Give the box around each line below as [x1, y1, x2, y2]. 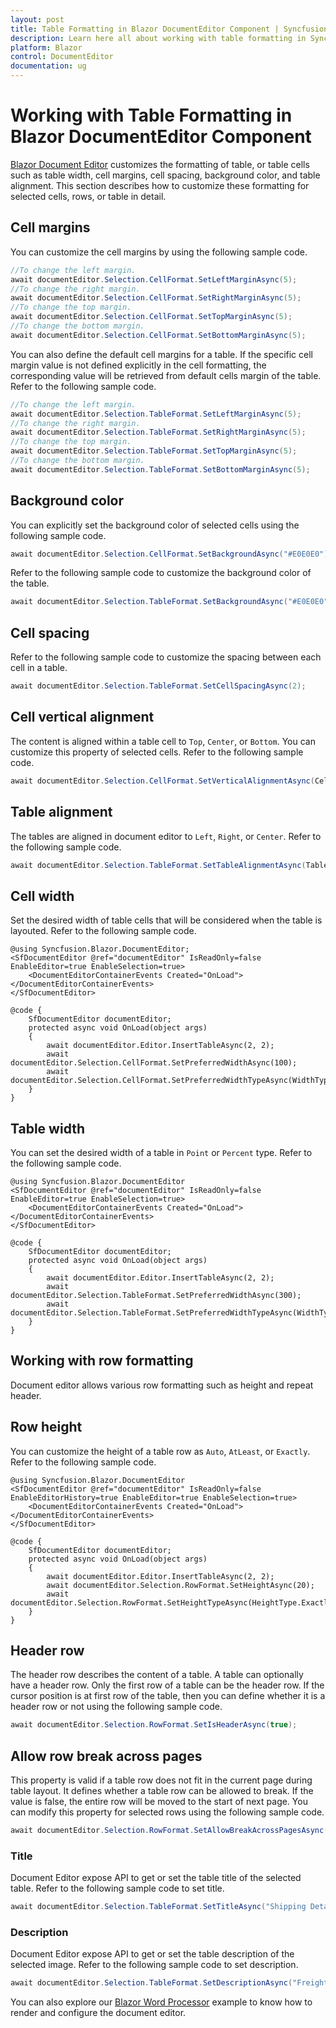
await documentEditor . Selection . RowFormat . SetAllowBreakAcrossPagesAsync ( [10, 1826, 329, 1836]
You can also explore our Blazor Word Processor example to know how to [10, 1996, 313, 2008]
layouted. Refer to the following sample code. [10, 925, 197, 937]
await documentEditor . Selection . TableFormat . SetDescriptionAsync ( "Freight [10, 1978, 329, 1988]
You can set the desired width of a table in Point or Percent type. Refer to [10, 1147, 313, 1158]
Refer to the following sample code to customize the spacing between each [10, 651, 322, 663]
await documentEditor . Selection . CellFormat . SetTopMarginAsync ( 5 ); [10, 312, 293, 322]
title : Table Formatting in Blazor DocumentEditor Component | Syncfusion [10, 24, 329, 34]
